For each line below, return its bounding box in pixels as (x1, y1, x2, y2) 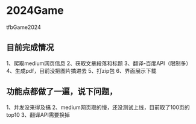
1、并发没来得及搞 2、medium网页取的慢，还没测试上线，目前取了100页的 (6, 104, 190, 111)
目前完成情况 (6, 43, 54, 53)
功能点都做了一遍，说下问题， (6, 87, 118, 97)
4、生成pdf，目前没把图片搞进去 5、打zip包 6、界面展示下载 (6, 67, 157, 74)
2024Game (6, 4, 65, 17)
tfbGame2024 (6, 23, 41, 31)
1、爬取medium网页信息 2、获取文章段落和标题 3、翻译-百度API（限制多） (6, 60, 192, 67)
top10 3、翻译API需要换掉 (6, 111, 71, 118)
